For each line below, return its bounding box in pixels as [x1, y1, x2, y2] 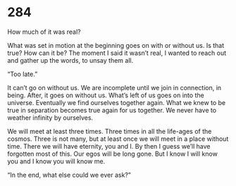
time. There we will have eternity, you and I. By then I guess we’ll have [7, 142, 211, 150]
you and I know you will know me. [7, 156, 106, 166]
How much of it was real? [7, 27, 81, 36]
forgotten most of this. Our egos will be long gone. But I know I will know [7, 149, 218, 158]
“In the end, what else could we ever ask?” [7, 170, 132, 179]
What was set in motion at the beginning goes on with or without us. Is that [7, 41, 225, 49]
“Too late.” [7, 70, 38, 78]
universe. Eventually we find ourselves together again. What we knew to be [7, 98, 226, 106]
